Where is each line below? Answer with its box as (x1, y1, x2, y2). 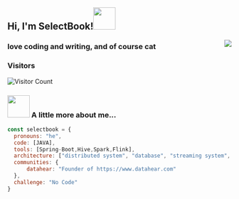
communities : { (14, 159, 59, 166)
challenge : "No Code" (14, 178, 78, 185)
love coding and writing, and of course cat (7, 42, 156, 52)
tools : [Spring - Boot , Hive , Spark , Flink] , (14, 146, 135, 153)
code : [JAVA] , (14, 139, 55, 146)
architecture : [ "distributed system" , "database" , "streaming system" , (14, 152, 231, 160)
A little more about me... (31, 109, 117, 119)
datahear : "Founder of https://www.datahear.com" (26, 166, 176, 173)
